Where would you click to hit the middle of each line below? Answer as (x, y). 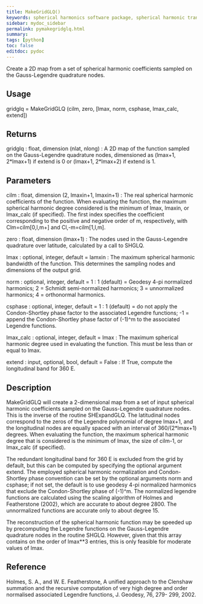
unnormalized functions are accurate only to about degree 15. (83, 510)
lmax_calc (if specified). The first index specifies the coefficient (85, 214)
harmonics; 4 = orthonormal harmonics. (56, 295)
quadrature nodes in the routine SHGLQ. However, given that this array (94, 535)
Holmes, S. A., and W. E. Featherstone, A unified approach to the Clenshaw (100, 582)
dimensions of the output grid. (44, 270)
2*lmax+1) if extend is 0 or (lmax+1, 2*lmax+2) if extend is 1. (81, 162)
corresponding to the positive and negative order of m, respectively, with (97, 221)
